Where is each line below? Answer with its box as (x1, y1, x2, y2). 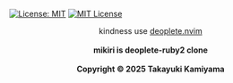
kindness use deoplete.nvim (98, 26, 203, 36)
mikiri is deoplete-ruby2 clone (92, 45, 209, 55)
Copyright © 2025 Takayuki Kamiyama (76, 63, 225, 74)
